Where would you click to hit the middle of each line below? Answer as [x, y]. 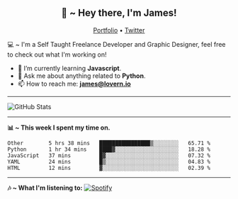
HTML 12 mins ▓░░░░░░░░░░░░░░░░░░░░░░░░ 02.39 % [109, 168]
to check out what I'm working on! [57, 55]
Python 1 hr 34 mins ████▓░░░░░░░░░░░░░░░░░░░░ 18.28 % [109, 149]
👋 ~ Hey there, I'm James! [119, 13]
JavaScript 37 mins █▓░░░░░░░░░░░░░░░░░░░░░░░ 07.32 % [109, 155]
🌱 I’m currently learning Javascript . [69, 68]
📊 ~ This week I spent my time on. [59, 127]
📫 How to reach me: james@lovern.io [74, 84]
